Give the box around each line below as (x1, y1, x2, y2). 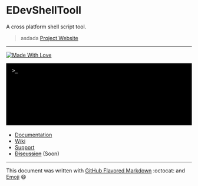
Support (14, 143, 35, 151)
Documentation (14, 131, 52, 138)
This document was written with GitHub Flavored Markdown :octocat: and (6, 167, 186, 174)
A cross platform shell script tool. (6, 23, 87, 30)
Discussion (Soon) (14, 150, 60, 157)
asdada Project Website (20, 34, 78, 41)
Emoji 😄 (6, 173, 27, 180)
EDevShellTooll (6, 4, 81, 17)
